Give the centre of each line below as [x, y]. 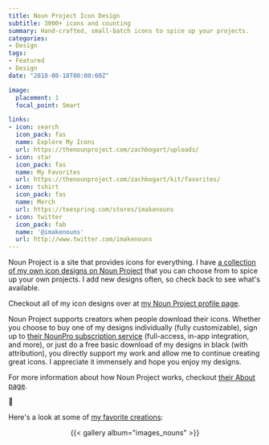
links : [19, 120]
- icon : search [34, 127]
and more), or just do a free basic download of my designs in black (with [128, 345]
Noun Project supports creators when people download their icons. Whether [134, 319]
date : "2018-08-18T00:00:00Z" [59, 76]
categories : [28, 38]
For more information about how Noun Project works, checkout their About [132, 377]
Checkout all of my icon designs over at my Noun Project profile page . [124, 303]
